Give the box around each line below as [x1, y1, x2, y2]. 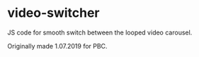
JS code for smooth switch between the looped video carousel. [7, 28, 193, 37]
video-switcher [7, 5, 101, 21]
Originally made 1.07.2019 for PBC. [7, 42, 108, 50]
